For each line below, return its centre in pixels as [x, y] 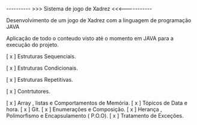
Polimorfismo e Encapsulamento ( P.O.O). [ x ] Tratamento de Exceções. [95, 116]
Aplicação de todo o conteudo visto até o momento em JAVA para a [90, 38]
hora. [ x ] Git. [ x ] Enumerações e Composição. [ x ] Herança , [84, 109]
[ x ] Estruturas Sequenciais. [41, 56]
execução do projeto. [32, 45]
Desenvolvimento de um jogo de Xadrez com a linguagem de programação [99, 20]
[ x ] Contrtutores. [28, 91]
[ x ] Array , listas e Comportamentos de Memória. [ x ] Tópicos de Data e [97, 103]
